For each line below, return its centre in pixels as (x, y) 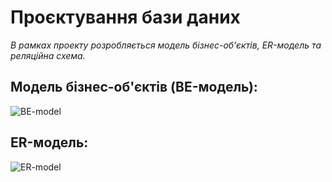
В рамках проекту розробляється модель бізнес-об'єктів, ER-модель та (166, 45)
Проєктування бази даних (125, 17)
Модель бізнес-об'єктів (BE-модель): (134, 87)
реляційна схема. (48, 55)
